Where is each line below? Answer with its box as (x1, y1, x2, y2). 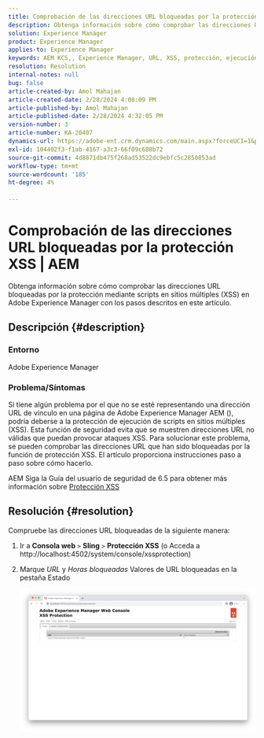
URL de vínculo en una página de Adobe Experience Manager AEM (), (8, 408, 234, 417)
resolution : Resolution (8, 63, 86, 71)
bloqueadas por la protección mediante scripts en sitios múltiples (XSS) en (8, 290, 250, 299)
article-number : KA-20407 (8, 129, 93, 137)
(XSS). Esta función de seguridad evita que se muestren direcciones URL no (8, 425, 255, 434)
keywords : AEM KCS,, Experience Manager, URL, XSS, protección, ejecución (8, 54, 258, 62)
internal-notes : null (8, 71, 79, 79)
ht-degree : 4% (8, 179, 55, 186)
